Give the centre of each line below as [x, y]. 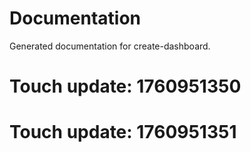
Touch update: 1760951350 [125, 86]
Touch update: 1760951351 [123, 132]
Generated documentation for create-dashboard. [110, 46]
